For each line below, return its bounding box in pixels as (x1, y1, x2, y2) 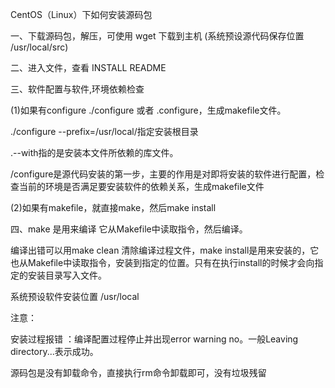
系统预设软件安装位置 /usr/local (10, 291, 140, 302)
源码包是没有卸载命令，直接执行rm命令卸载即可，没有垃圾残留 (10, 367, 267, 378)
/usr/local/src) (10, 41, 69, 53)
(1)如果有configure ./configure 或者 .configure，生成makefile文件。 (10, 104, 287, 116)
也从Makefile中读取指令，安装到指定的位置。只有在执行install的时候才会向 (10, 257, 315, 268)
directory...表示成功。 (10, 346, 99, 357)
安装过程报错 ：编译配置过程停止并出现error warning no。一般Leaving (10, 333, 299, 345)
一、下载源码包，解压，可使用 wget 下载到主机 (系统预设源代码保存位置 (10, 30, 305, 42)
